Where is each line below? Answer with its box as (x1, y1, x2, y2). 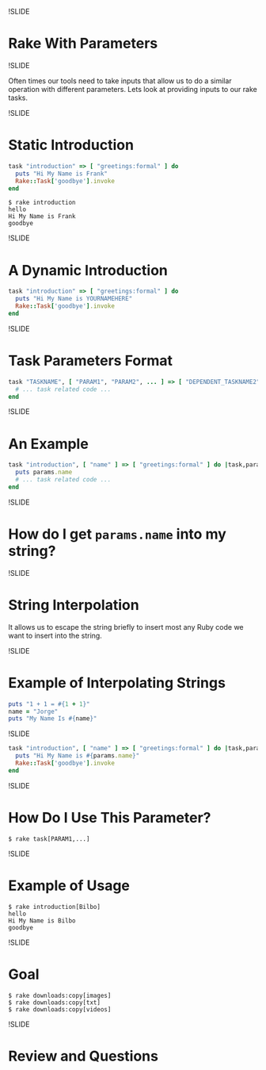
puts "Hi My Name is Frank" (15, 170, 108, 178)
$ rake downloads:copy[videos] (8, 1005, 112, 1014)
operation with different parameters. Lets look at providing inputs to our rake (8, 84, 257, 94)
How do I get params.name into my (8, 525, 227, 543)
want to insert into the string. (8, 631, 103, 640)
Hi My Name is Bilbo (8, 916, 77, 925)
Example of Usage (8, 876, 131, 895)
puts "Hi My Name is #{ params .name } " (15, 752, 140, 760)
